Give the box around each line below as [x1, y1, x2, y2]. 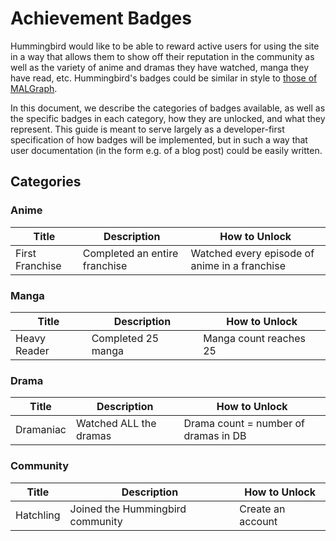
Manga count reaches [203, 331, 306, 345]
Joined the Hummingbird [69, 502, 187, 516]
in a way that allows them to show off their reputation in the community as [10, 50, 315, 62]
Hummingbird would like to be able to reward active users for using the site [10, 40, 320, 52]
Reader [15, 343, 50, 357]
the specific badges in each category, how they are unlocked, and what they [10, 112, 326, 124]
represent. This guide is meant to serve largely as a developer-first [10, 123, 285, 135]
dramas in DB [183, 429, 247, 443]
